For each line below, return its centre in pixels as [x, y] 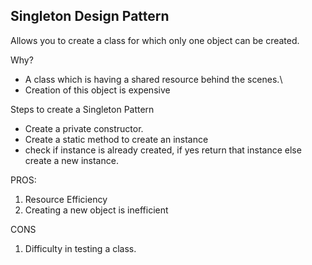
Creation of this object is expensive [97, 90]
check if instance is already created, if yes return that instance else [163, 150]
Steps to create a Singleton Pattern [82, 109]
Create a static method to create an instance [116, 139]
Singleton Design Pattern [90, 16]
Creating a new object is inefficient [96, 210]
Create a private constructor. [84, 128]
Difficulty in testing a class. [80, 248]
